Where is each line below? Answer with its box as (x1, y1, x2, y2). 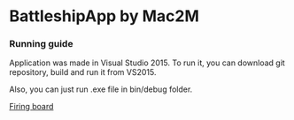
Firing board (9, 101, 54, 112)
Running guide (9, 38, 73, 50)
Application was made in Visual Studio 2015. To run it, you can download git (9, 57, 285, 68)
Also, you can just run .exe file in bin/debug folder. (9, 84, 193, 94)
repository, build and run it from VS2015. (9, 67, 157, 78)
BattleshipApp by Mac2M (9, 6, 199, 26)
